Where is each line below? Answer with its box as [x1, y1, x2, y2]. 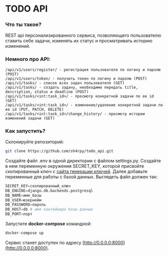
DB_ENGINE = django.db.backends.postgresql [5, 188, 94, 193]
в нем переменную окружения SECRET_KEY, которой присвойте [5, 163, 144, 169]
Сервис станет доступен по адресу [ [5, 239, 85, 245]
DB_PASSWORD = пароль [5, 202, 46, 207]
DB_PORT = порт [5, 212, 33, 217]
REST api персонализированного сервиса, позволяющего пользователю [5, 32, 161, 38]
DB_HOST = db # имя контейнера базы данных [5, 207, 94, 212]
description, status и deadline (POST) [5, 89, 89, 94]
